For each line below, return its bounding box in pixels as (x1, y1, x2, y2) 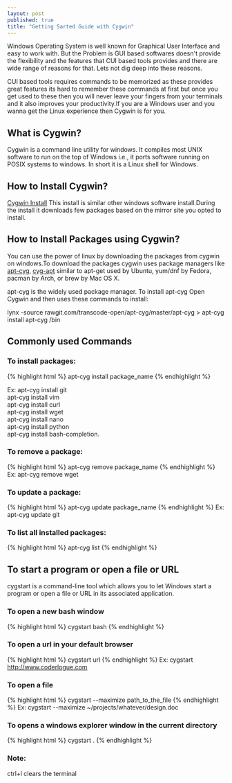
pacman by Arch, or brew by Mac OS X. (7, 274, 120, 282)
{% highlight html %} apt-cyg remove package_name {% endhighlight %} (7, 462, 216, 471)
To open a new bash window (7, 607, 105, 617)
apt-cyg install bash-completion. (7, 430, 100, 438)
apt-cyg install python (7, 422, 70, 430)
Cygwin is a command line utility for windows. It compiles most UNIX (7, 146, 203, 154)
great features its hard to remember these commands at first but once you (7, 85, 219, 94)
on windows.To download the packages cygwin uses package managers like (7, 259, 225, 267)
